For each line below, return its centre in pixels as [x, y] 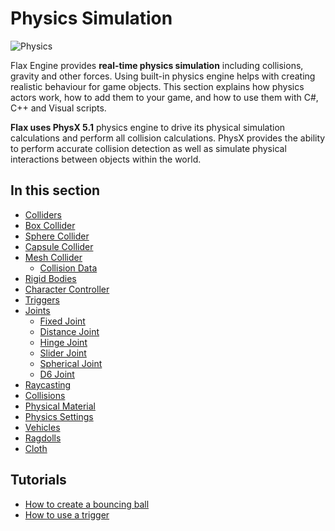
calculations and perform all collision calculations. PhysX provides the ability [168, 138]
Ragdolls [43, 438]
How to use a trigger [67, 514]
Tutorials [38, 480]
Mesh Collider [53, 257]
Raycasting [48, 384]
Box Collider [50, 225]
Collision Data [68, 268]
